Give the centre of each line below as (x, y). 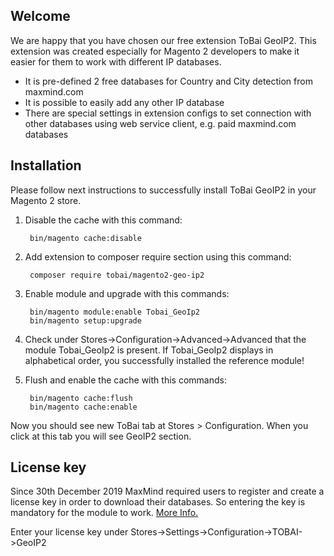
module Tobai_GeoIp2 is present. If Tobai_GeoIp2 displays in (149, 350)
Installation (46, 165)
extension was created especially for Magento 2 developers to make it (155, 51)
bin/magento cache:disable (85, 238)
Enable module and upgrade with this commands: (127, 293)
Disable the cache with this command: (103, 220)
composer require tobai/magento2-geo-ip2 (117, 275)
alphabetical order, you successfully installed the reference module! (164, 360)
